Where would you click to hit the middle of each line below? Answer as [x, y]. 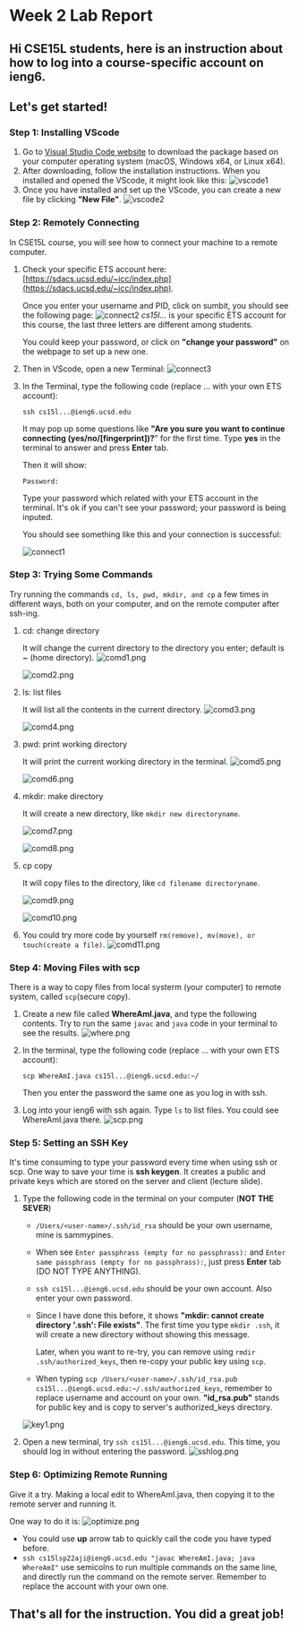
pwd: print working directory [75, 744]
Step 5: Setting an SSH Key [69, 1143]
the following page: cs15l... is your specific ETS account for [154, 315]
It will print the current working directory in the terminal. [125, 761]
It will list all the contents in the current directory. [112, 709]
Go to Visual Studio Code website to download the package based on [150, 152]
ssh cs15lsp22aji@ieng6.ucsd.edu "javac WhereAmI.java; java [139, 1558]
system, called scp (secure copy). [70, 997]
